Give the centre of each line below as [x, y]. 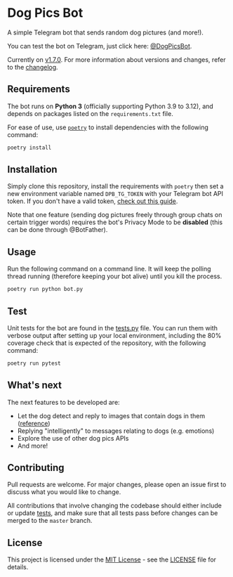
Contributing [36, 468]
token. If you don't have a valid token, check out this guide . [93, 201]
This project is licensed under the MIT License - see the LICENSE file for [112, 559]
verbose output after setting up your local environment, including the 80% [114, 335]
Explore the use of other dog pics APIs [73, 438]
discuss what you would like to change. [64, 492]
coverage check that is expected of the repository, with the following [107, 343]
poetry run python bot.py [45, 290]
